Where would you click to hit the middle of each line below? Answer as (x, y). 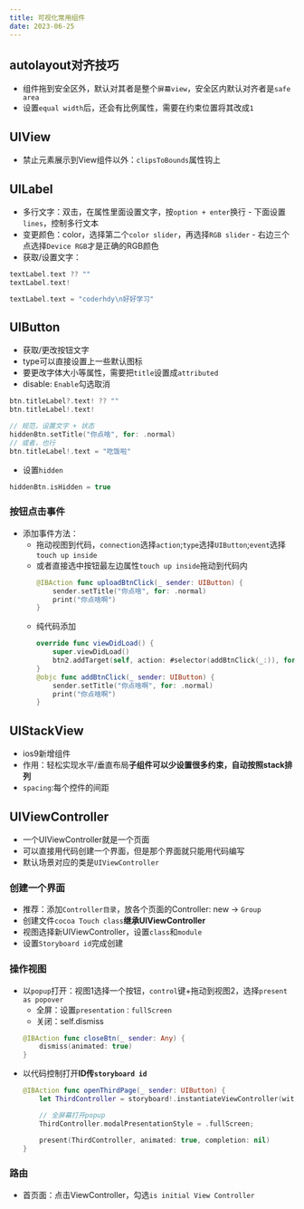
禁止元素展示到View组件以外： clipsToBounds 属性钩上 (122, 160)
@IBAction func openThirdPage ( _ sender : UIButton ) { (124, 1091)
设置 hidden (43, 470)
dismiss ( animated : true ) (86, 1047)
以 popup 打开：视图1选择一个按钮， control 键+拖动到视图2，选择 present (155, 990)
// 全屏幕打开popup (72, 1115)
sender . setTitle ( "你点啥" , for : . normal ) (130, 591)
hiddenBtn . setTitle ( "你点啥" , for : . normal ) (93, 435)
